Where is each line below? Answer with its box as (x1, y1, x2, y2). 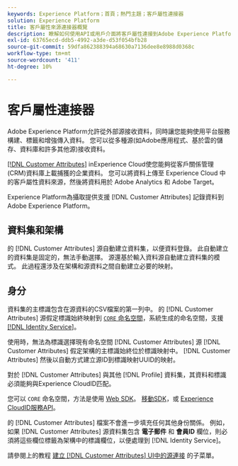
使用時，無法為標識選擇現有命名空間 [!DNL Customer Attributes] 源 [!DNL (7, 338, 221, 346)
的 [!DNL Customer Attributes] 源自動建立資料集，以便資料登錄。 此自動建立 (7, 244, 229, 253)
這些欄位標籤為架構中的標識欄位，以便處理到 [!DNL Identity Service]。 (19, 436, 225, 445)
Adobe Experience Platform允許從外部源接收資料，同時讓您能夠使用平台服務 (7, 127, 230, 135)
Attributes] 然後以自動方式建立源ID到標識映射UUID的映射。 (7, 355, 179, 364)
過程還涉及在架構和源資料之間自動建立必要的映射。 (27, 262, 177, 270)
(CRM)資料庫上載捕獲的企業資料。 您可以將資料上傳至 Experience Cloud (7, 168, 218, 177)
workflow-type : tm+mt (7, 50, 72, 57)
